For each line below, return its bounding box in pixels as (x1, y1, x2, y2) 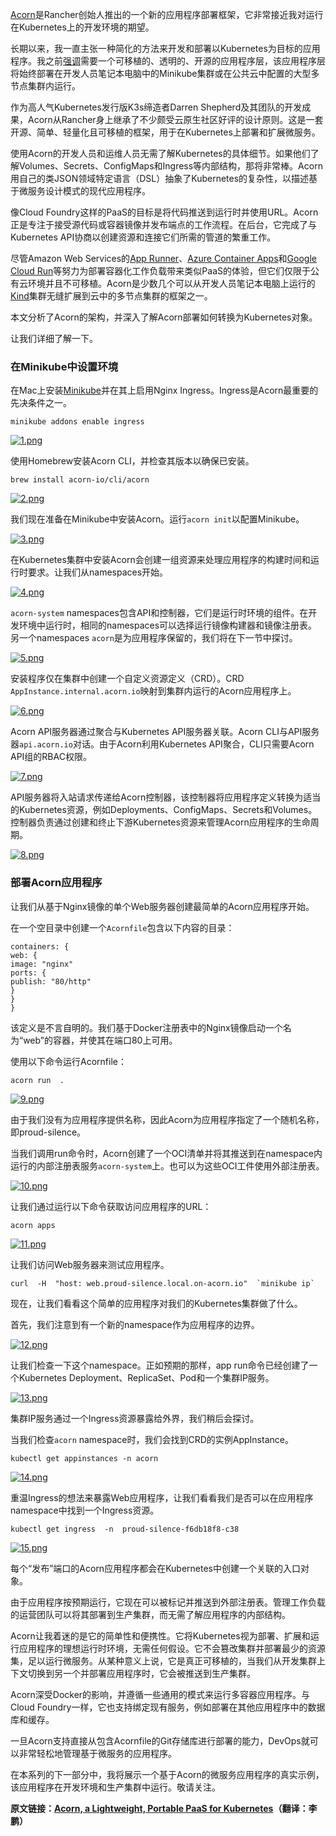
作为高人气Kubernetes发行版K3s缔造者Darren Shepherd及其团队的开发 (10, 101, 303, 113)
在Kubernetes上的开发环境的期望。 (10, 21, 155, 33)
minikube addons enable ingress (10, 417, 145, 427)
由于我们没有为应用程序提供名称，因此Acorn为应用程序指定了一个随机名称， (10, 1113, 325, 1125)
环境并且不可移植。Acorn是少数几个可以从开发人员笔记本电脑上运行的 (27, 278, 316, 289)
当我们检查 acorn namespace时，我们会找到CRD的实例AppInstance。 (10, 1433, 294, 1445)
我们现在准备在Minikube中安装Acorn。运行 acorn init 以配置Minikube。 (10, 513, 305, 525)
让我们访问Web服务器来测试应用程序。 (10, 1258, 170, 1270)
